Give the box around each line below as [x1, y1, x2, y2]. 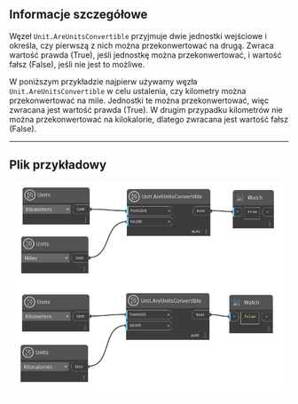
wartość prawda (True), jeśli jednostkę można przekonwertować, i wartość [9, 49, 282, 60]
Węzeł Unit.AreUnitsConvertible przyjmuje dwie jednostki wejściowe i [9, 30, 268, 41]
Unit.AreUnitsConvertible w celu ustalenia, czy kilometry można [9, 85, 247, 96]
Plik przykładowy [9, 157, 107, 172]
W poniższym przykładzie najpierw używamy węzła [9, 75, 198, 87]
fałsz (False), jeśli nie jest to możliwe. [9, 59, 145, 69]
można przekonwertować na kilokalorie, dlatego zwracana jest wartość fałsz [9, 114, 289, 124]
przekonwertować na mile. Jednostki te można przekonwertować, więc [9, 95, 269, 106]
